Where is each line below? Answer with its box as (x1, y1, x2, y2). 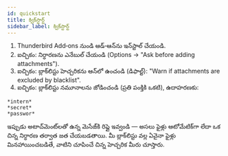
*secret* (7, 104, 32, 111)
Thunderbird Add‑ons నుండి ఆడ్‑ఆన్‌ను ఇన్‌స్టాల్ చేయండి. (16, 42, 166, 50)
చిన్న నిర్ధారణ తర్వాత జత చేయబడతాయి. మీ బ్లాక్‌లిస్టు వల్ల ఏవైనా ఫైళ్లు (7, 131, 176, 140)
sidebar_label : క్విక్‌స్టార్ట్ (7, 23, 70, 30)
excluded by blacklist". (16, 76, 81, 85)
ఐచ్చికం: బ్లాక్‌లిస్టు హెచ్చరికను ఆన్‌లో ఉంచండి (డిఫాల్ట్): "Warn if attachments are (16, 67, 220, 76)
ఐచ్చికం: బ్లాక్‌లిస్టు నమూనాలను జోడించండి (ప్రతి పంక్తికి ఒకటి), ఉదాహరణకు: (16, 83, 199, 91)
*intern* (7, 98, 32, 105)
